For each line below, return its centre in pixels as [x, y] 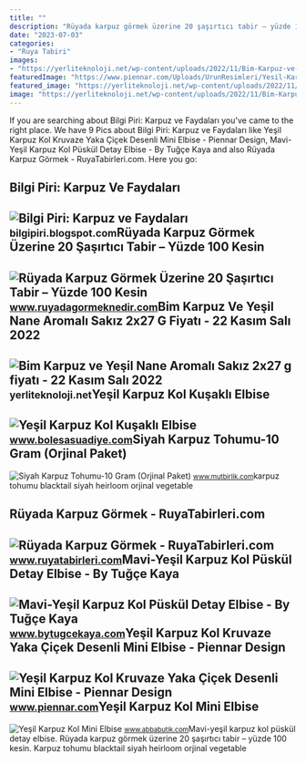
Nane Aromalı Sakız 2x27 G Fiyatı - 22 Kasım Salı [150, 320]
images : [24, 60]
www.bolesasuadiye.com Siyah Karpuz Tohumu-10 [144, 440]
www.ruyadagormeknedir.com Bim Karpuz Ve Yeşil [142, 306]
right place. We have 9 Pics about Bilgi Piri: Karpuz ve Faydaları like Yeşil [146, 129]
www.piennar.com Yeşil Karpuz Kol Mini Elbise [134, 707]
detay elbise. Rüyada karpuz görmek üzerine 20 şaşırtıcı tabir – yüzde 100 [148, 738]
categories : [32, 43]
